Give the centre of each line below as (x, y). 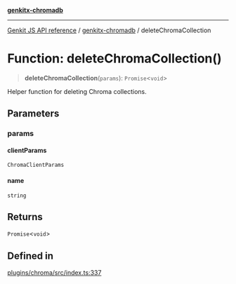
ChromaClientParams (36, 165)
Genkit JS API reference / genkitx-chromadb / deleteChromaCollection (109, 30)
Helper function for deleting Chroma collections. (77, 91)
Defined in (31, 256)
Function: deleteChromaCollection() (115, 59)
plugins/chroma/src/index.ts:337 (54, 273)
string (17, 196)
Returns (25, 217)
